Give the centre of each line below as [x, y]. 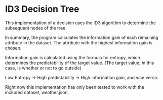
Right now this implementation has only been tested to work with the [75, 87]
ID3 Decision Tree [42, 9]
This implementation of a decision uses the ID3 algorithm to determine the [81, 23]
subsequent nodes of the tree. [36, 28]
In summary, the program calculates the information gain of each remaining [82, 37]
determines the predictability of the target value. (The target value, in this [80, 63]
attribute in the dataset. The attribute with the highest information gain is [79, 42]
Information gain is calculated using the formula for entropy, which [73, 57]
